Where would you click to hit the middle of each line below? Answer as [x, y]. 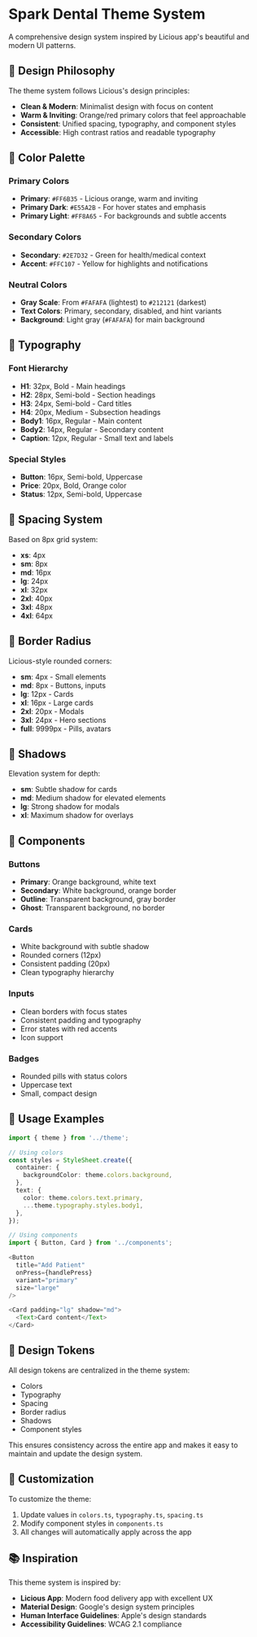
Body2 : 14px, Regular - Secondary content [92, 429]
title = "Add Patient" [50, 1265]
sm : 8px [34, 563]
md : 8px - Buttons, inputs [63, 685]
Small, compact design [59, 1094]
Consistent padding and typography [81, 1020]
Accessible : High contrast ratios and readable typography [118, 132]
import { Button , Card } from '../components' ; [91, 1243]
